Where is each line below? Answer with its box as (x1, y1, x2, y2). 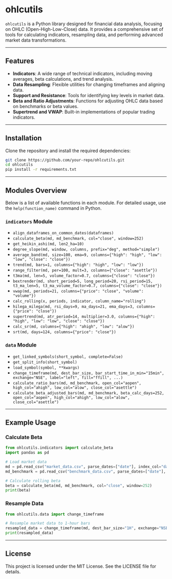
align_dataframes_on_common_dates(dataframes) (12, 230, 114, 236)
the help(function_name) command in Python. (5, 205, 102, 211)
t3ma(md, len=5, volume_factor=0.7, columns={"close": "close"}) (12, 274, 155, 279)
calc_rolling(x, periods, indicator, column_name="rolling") (12, 299, 146, 304)
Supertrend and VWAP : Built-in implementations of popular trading (12, 108, 155, 115)
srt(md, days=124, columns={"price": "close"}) (12, 330, 116, 335)
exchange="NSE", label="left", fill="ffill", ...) (12, 375, 123, 380)
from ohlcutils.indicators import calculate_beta (5, 445, 114, 450)
